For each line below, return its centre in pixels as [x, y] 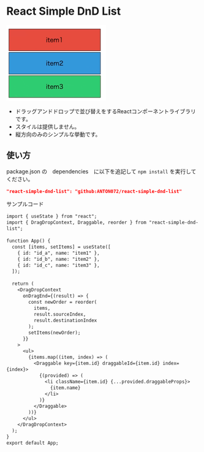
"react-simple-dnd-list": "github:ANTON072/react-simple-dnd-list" [94, 191]
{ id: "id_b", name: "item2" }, [59, 259]
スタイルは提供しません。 [47, 126]
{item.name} [65, 388]
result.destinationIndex [65, 320]
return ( [23, 284]
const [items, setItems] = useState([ [62, 247]
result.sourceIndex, [60, 314]
